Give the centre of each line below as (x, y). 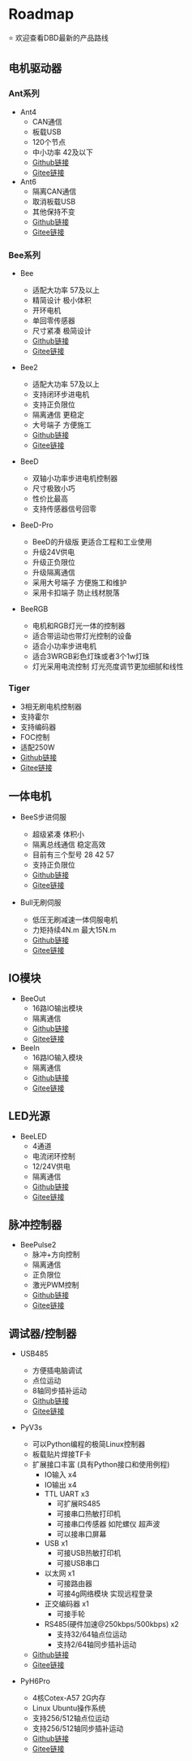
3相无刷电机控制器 (51, 707)
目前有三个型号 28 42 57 (73, 854)
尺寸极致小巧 (53, 488)
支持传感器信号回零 (64, 509)
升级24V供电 (53, 552)
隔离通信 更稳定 (58, 414)
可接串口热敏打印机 (89, 1514)
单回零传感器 (53, 320)
